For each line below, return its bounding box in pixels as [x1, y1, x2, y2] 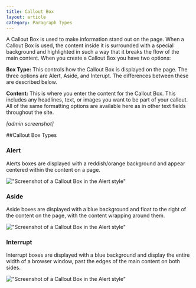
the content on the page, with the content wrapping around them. [6, 212, 165, 219]
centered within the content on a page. [6, 166, 100, 173]
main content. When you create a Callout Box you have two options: [6, 54, 171, 62]
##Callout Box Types [6, 132, 57, 139]
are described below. [6, 78, 57, 86]
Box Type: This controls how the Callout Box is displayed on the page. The [6, 66, 188, 73]
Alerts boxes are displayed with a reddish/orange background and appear [6, 160, 185, 167]
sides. [6, 264, 21, 271]
